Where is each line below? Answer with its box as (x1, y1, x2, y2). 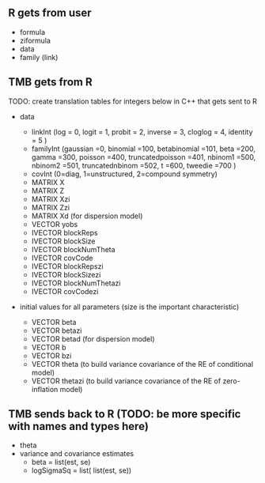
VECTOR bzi (31, 351, 72, 360)
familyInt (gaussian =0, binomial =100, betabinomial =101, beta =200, (31, 144, 256, 153)
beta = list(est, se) (31, 458, 91, 467)
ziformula (19, 36, 51, 45)
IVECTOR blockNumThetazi (31, 278, 121, 288)
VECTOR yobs (31, 219, 78, 228)
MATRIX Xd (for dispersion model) (31, 211, 143, 221)
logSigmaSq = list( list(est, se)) (31, 466, 132, 475)
